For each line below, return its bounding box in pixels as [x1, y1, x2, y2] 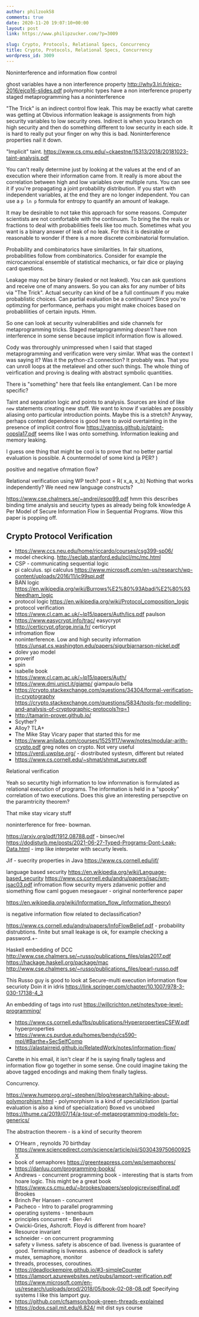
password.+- [6, 934, 38, 941]
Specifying [152, 1285, 179, 1292]
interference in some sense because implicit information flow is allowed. [6, 332, 183, 339]
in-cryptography [14, 692, 55, 700]
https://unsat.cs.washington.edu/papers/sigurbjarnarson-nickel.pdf [14, 642, 180, 649]
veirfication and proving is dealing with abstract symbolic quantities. [6, 369, 173, 376]
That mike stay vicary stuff [6, 809, 71, 816]
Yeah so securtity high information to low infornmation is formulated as [6, 779, 180, 786]
